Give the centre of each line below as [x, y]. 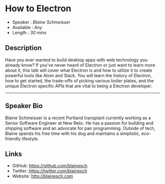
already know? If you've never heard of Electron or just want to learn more [80, 65]
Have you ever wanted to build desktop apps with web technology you [76, 60]
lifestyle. [30, 138]
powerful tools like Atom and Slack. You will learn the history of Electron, [79, 75]
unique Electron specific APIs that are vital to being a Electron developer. [79, 86]
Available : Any [27, 27]
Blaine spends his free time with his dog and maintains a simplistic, [73, 133]
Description [23, 48]
